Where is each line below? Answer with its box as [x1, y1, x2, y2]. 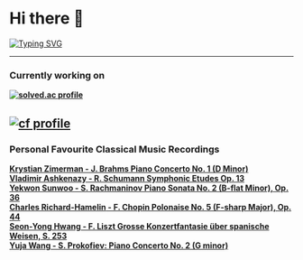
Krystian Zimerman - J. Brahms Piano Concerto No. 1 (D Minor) [9, 162, 249, 174]
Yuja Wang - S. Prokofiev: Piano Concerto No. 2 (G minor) [9, 239, 228, 251]
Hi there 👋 [9, 8, 84, 29]
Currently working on [9, 69, 106, 81]
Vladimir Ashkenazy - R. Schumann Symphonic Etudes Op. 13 [9, 172, 245, 183]
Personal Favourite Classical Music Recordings [9, 143, 220, 155]
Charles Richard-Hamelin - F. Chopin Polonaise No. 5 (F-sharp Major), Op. [9, 201, 291, 212]
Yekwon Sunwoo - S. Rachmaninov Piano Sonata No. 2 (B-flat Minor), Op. [9, 182, 289, 193]
